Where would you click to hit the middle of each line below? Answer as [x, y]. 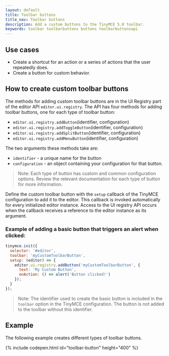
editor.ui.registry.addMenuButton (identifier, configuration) [76, 138]
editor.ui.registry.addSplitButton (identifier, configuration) [77, 133]
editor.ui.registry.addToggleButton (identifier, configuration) [78, 127]
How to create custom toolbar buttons [67, 89]
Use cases [22, 50]
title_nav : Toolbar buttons [35, 19]
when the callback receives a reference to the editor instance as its [76, 210]
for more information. [40, 184]
